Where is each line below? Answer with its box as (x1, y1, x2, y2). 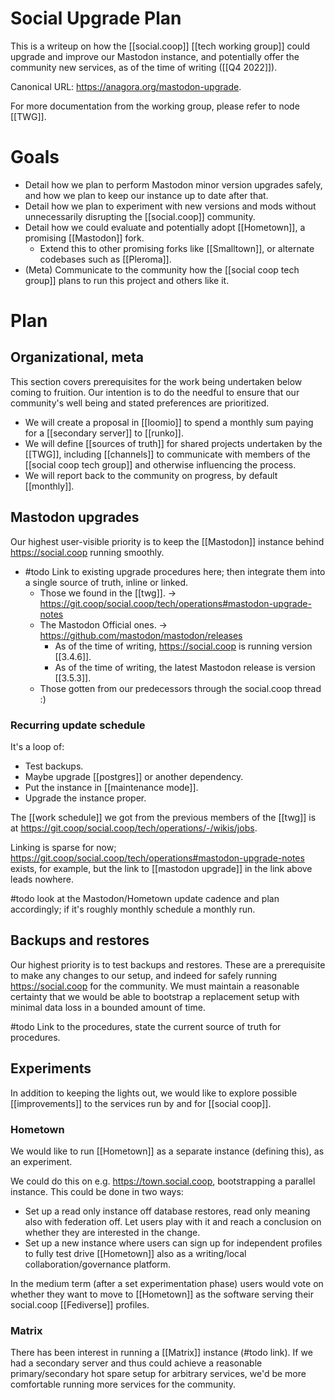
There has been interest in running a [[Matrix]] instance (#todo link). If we (10, 1347, 313, 1359)
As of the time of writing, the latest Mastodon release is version (54, 661, 316, 673)
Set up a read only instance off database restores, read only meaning (24, 1205, 311, 1217)
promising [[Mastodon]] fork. (24, 232, 145, 244)
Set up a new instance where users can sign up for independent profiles (24, 1237, 323, 1249)
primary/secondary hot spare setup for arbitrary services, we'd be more (10, 1368, 307, 1380)
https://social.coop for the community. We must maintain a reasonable (10, 980, 300, 992)
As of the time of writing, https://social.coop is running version (54, 640, 313, 652)
